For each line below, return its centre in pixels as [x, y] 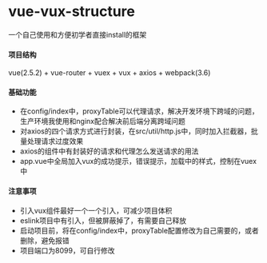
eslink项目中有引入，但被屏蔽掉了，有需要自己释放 [103, 220]
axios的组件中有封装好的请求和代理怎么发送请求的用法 [109, 151]
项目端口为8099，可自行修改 [67, 250]
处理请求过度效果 [55, 141]
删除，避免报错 [44, 240]
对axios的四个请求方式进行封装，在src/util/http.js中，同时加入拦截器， [135, 131]
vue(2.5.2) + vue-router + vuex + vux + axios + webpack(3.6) [110, 73]
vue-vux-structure [72, 12]
